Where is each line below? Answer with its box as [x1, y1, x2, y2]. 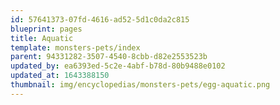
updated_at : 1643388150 [10, 71, 110, 81]
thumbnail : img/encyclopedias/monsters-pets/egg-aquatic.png [10, 80, 271, 90]
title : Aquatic [10, 33, 74, 43]
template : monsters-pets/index [10, 42, 141, 53]
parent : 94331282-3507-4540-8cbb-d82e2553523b [10, 52, 208, 62]
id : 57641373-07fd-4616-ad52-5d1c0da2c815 [10, 14, 190, 25]
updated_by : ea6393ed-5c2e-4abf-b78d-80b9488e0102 [10, 61, 226, 71]
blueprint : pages [10, 24, 83, 34]
